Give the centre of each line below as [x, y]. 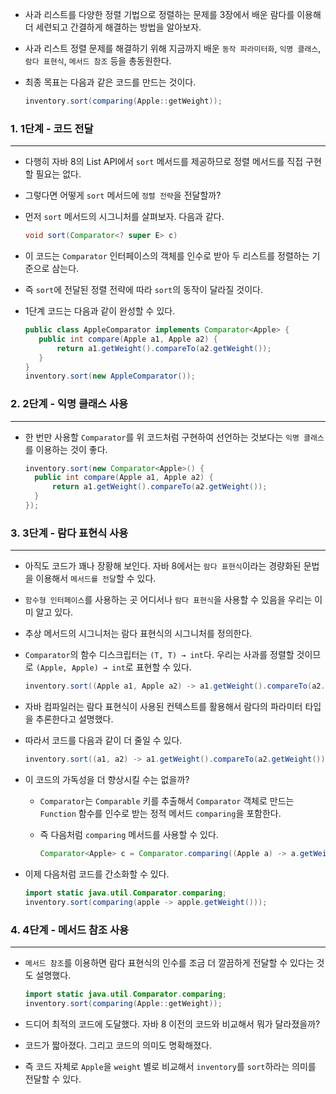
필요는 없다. [58, 174]
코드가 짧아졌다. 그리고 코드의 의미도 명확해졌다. [118, 1045]
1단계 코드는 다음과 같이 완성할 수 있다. [100, 311]
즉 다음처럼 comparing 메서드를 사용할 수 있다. [129, 835]
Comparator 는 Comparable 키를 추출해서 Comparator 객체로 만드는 [167, 801]
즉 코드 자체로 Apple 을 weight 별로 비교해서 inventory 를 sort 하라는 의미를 [170, 1066]
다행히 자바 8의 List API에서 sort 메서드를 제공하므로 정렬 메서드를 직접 [164, 162]
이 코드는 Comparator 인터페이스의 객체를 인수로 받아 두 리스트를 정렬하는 [167, 256]
